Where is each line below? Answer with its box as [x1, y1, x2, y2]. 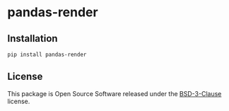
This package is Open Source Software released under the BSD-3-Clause [7, 89, 222, 98]
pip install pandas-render [7, 51, 87, 58]
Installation [7, 33, 58, 45]
